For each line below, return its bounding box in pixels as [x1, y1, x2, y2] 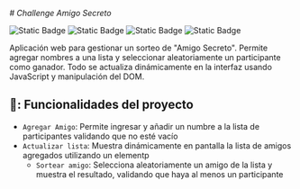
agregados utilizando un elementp [22, 149, 150, 160]
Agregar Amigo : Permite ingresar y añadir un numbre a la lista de [22, 121, 259, 131]
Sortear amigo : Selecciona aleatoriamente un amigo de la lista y [35, 159, 273, 170]
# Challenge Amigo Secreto [9, 8, 112, 18]
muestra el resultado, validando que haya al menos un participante [35, 168, 284, 179]
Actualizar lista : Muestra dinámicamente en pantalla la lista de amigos [22, 139, 292, 151]
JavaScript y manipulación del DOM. [9, 71, 145, 82]
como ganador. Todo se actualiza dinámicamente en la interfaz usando [9, 62, 273, 72]
